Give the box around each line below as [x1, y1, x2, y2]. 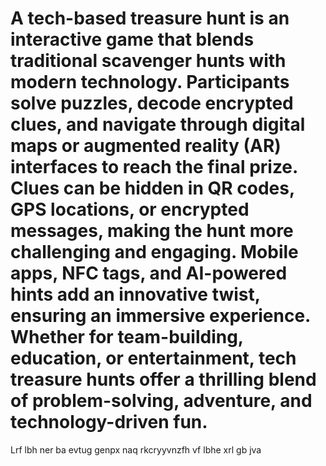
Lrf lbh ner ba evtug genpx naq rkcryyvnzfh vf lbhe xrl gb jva [10, 443, 262, 456]
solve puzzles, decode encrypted [10, 92, 294, 115]
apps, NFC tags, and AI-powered [10, 262, 288, 285]
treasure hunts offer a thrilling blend [10, 368, 317, 391]
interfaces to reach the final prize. [10, 156, 298, 179]
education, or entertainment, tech [10, 347, 297, 370]
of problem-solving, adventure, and [10, 390, 313, 412]
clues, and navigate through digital [10, 113, 306, 136]
